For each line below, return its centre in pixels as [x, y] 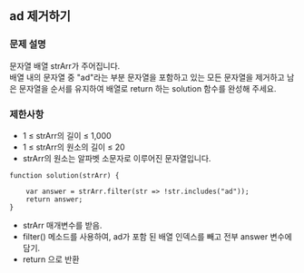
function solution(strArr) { [64, 175]
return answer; [54, 199]
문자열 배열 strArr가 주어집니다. [65, 65]
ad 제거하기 [40, 16]
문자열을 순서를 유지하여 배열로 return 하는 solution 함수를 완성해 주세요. [147, 88]
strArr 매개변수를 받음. [62, 225]
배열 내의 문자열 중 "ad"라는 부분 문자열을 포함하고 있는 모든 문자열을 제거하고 [147, 77]
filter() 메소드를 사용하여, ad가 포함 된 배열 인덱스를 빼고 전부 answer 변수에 [157, 236]
